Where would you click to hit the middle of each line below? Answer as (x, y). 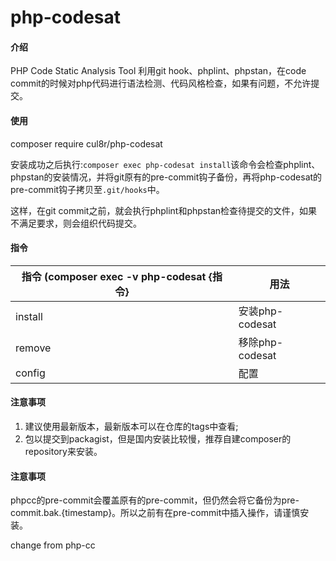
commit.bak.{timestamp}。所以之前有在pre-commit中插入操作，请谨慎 (155, 513)
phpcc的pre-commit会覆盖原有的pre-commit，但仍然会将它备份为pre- (155, 500)
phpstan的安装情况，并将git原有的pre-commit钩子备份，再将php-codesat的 (166, 177)
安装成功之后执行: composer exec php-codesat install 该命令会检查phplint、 (165, 164)
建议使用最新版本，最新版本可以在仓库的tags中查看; (131, 426)
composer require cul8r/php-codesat (86, 143)
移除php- (261, 342)
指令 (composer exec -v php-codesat (114, 276)
